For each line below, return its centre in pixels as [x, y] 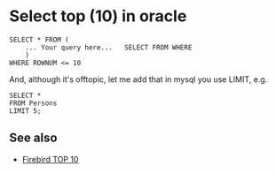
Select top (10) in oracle [98, 16]
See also [33, 138]
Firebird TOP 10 [50, 159]
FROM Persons [33, 103]
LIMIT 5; [25, 111]
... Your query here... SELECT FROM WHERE [109, 47]
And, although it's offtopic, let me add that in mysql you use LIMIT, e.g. [138, 79]
